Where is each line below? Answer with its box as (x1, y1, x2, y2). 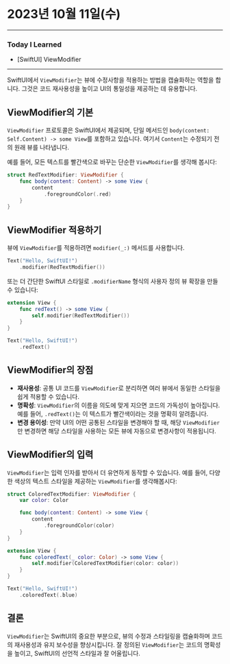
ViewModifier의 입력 (7, 449, 94, 461)
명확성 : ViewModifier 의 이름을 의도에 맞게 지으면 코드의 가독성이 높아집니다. (16, 401, 220, 409)
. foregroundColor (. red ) (43, 190, 112, 198)
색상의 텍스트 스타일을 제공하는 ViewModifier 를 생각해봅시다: (14, 477, 177, 485)
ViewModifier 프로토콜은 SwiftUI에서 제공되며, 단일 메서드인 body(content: (7, 126, 210, 135)
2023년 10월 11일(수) (7, 6, 121, 22)
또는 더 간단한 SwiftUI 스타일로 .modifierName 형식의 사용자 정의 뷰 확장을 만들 (7, 277, 218, 285)
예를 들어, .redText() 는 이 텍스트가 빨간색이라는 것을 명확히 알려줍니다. (16, 409, 209, 417)
